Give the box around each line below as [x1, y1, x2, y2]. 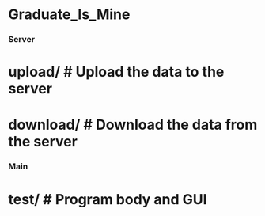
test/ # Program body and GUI [8, 190, 207, 208]
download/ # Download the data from [8, 116, 258, 134]
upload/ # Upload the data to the [8, 63, 225, 81]
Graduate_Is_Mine [8, 6, 131, 24]
